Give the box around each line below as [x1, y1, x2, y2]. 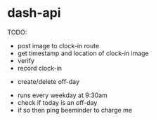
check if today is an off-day [17, 98, 98, 106]
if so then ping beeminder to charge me [17, 106, 132, 114]
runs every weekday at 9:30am [17, 91, 108, 99]
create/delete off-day [17, 77, 79, 85]
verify [17, 56, 35, 64]
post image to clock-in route [17, 41, 100, 50]
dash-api [7, 5, 61, 21]
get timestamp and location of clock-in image [17, 49, 149, 57]
